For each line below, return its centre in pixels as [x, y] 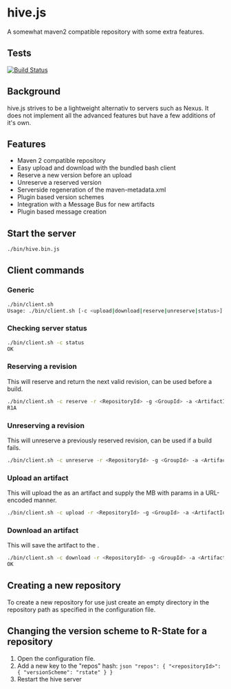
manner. [45, 500]
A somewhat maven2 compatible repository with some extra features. [106, 32]
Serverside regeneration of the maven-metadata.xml [91, 190]
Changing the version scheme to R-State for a [107, 631]
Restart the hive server [49, 679]
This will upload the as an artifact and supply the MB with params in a [106, 493]
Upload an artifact [38, 477]
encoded [20, 500]
